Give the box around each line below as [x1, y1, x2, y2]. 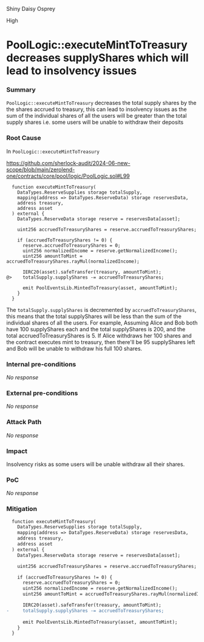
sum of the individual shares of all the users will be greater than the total [6, 112, 187, 120]
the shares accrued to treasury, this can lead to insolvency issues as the [6, 106, 187, 113]
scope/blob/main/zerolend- [6, 166, 75, 173]
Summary [6, 86, 36, 94]
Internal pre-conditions [6, 360, 76, 368]
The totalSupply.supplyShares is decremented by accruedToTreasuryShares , [6, 306, 197, 313]
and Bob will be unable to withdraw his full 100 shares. [6, 345, 143, 352]
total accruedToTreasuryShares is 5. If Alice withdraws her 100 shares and [6, 332, 192, 339]
